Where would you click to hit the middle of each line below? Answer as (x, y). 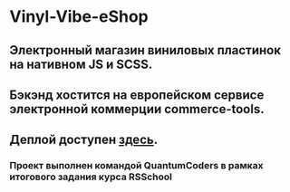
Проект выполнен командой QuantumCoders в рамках (136, 166)
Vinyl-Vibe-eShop (79, 17)
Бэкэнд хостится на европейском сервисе (137, 95)
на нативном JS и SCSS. (81, 64)
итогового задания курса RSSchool (91, 177)
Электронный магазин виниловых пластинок (145, 50)
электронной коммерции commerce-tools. (137, 109)
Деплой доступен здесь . (84, 140)
